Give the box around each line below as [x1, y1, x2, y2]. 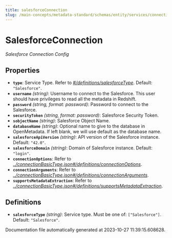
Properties [5, 66, 40, 75]
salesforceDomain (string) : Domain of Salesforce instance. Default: [12, 145, 153, 151]
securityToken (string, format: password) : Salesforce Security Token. [12, 112, 159, 118]
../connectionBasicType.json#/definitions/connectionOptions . [12, 161, 142, 167]
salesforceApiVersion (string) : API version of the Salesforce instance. [12, 134, 160, 140]
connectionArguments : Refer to [12, 167, 76, 173]
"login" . [12, 150, 31, 157]
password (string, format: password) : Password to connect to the [12, 101, 149, 107]
